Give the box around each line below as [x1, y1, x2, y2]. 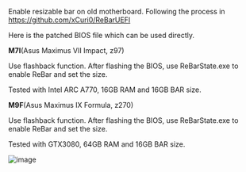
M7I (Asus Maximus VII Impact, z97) [8, 46, 125, 55]
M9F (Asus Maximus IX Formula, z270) [8, 101, 134, 109]
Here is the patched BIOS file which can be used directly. [8, 31, 194, 40]
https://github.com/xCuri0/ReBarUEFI [8, 15, 131, 25]
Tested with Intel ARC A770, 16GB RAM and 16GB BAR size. [8, 85, 202, 94]
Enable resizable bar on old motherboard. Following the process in [8, 7, 225, 16]
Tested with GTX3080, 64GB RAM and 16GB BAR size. [8, 140, 186, 149]
